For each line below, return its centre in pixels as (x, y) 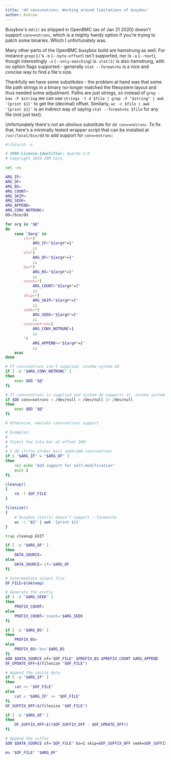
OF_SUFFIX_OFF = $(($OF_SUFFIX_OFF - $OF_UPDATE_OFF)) (72, 725)
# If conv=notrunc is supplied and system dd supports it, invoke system (85, 395)
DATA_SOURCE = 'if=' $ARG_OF (42, 564)
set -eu (13, 168)
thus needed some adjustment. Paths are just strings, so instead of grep (81, 93)
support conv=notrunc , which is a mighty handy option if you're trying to (80, 35)
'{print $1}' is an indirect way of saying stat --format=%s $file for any (82, 109)
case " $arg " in (31, 234)
